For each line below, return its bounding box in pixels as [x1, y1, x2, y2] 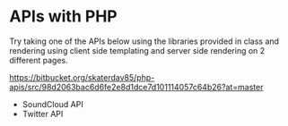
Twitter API [22, 108, 64, 119]
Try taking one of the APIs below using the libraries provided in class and [9, 36, 280, 46]
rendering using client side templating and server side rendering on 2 [9, 45, 266, 55]
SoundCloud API [22, 98, 83, 109]
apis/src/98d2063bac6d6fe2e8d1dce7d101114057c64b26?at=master [9, 81, 264, 92]
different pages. [9, 55, 69, 65]
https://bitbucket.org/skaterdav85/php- [9, 71, 155, 82]
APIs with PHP [9, 6, 118, 27]
